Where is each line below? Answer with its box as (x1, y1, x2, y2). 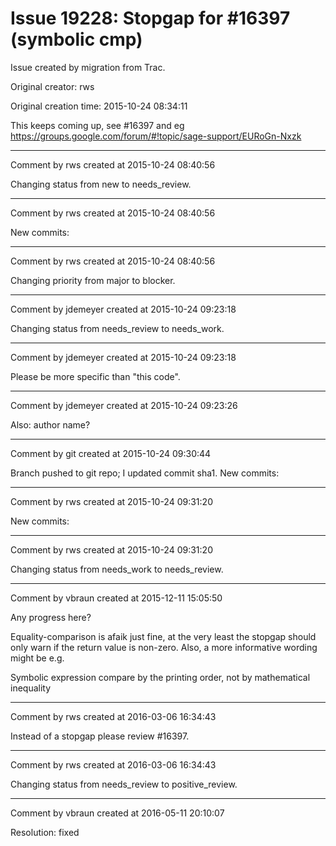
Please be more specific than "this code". (10, 370, 181, 382)
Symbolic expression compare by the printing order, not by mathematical (10, 671, 311, 683)
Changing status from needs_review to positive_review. (10, 778, 238, 790)
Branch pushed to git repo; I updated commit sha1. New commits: (10, 467, 280, 479)
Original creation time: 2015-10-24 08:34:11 (10, 100, 188, 112)
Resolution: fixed (10, 826, 80, 838)
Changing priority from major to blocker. (10, 274, 176, 286)
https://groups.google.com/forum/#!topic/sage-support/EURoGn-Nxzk (10, 130, 302, 142)
